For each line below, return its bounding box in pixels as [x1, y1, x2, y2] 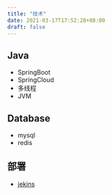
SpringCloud [17, 75, 54, 84]
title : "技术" [7, 10, 47, 18]
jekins [17, 180, 35, 188]
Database [7, 112, 51, 124]
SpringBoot [17, 68, 51, 77]
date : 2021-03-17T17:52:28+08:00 [7, 17, 106, 24]
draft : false [7, 23, 46, 30]
